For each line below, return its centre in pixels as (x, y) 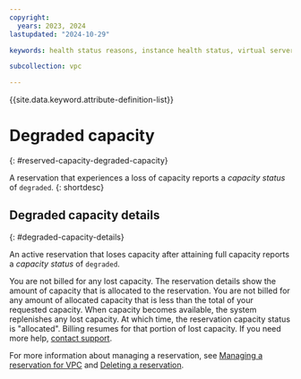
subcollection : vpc (46, 67)
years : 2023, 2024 (52, 26)
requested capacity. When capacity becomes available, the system (133, 309)
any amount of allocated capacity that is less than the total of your (131, 299)
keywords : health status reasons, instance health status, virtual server (152, 50)
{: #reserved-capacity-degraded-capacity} (89, 161)
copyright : (30, 17)
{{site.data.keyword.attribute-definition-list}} (92, 100)
